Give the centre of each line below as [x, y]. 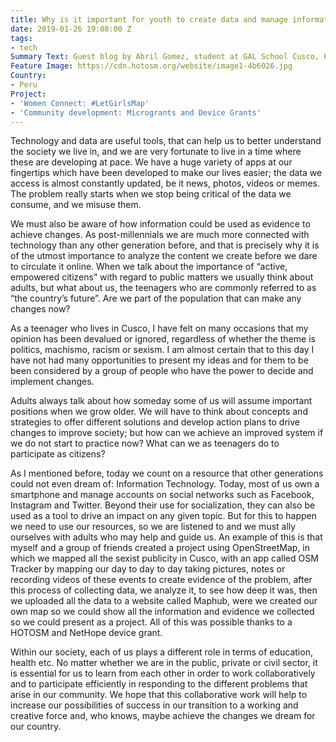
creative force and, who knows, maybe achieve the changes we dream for [163, 716]
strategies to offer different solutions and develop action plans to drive [155, 422]
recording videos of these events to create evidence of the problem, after [161, 580]
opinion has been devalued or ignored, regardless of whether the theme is [163, 339]
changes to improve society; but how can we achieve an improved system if [167, 433]
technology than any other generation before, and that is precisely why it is [165, 245]
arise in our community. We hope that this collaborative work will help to [159, 695]
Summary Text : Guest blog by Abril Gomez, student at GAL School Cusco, [165, 57]
